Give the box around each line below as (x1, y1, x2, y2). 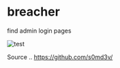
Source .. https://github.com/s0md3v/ (7, 52, 113, 61)
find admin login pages (7, 27, 72, 35)
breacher (7, 4, 60, 20)
